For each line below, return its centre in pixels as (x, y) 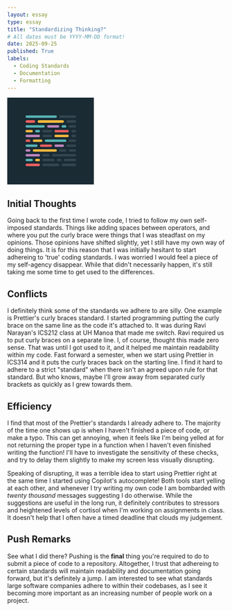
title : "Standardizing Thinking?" (57, 29)
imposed (20, 228)
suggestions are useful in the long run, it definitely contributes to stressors (114, 503)
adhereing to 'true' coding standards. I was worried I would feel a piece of (113, 258)
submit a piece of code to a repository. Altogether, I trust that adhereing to (113, 563)
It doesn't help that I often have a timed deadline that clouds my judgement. (115, 517)
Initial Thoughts (42, 204)
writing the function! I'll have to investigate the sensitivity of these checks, (113, 452)
